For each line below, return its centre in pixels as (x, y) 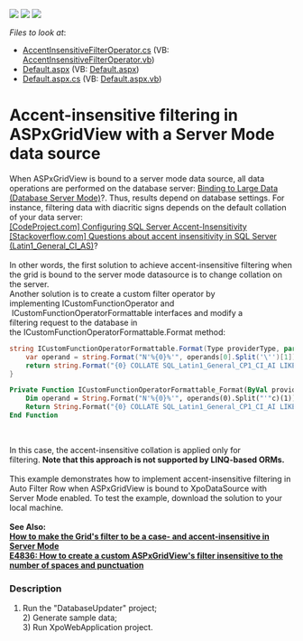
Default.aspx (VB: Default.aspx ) (81, 69)
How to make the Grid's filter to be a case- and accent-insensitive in (140, 536)
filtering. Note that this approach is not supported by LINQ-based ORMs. (147, 460)
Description (36, 589)
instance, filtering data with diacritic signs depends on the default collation (148, 207)
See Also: (28, 526)
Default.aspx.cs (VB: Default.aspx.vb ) (92, 79)
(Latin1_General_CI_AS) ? (54, 246)
